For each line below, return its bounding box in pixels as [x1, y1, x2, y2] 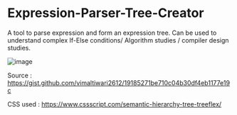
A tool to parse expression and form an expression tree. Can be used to [7, 28, 217, 37]
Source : [7, 71, 32, 80]
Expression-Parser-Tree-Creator [7, 5, 204, 21]
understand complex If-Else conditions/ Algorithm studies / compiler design [7, 35, 229, 44]
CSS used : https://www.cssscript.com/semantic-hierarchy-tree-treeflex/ [7, 99, 222, 108]
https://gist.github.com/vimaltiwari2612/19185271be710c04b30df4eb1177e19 [7, 78, 230, 87]
